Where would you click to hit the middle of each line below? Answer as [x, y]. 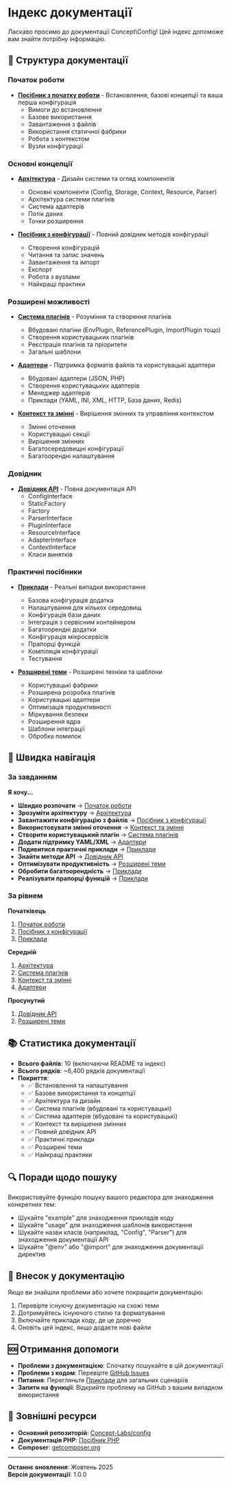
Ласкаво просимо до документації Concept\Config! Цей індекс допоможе [116, 32]
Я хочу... [21, 792]
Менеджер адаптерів [59, 393]
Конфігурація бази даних [64, 614]
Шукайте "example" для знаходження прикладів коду [96, 1218]
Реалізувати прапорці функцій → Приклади [83, 878]
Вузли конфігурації [56, 146]
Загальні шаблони [54, 352]
